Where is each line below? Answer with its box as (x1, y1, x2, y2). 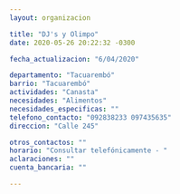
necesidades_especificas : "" (9, 104, 119, 113)
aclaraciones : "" (9, 155, 75, 164)
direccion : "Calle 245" (9, 121, 99, 131)
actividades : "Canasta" (9, 88, 99, 97)
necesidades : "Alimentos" (9, 96, 107, 105)
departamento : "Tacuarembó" (9, 71, 116, 80)
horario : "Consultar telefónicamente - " (9, 146, 168, 155)
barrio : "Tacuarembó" (9, 79, 91, 89)
